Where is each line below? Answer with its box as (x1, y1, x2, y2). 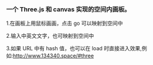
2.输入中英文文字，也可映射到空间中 (6, 32, 94, 40)
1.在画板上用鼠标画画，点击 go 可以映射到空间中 (6, 19, 123, 27)
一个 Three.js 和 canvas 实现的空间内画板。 (6, 5, 131, 13)
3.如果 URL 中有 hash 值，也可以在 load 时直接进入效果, (6, 45, 142, 52)
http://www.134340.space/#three (12, 52, 94, 60)
